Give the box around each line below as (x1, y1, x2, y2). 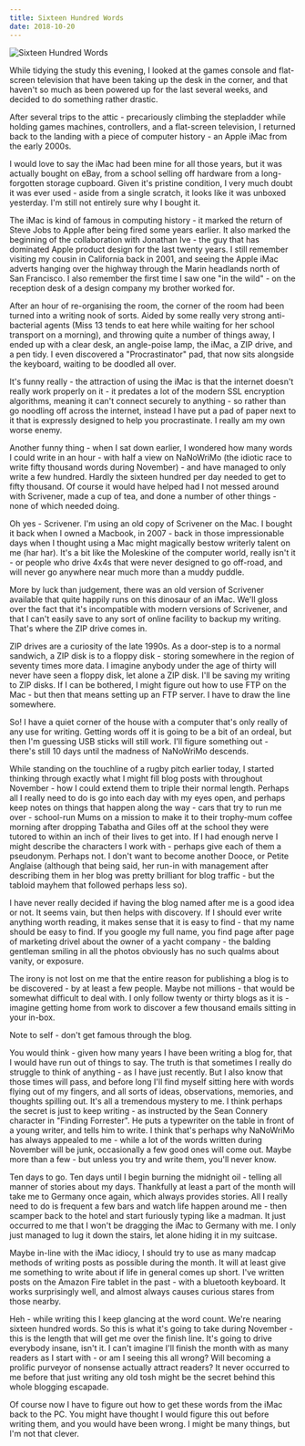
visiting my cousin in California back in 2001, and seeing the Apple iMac (9, 253, 280, 265)
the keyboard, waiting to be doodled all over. (9, 358, 177, 369)
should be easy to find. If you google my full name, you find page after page (9, 926, 295, 937)
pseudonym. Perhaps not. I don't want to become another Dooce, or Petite (9, 850, 290, 861)
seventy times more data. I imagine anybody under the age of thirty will (9, 660, 277, 671)
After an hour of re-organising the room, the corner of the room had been (9, 300, 285, 311)
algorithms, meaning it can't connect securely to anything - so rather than (9, 395, 287, 406)
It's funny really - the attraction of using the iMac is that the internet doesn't (9, 376, 294, 387)
